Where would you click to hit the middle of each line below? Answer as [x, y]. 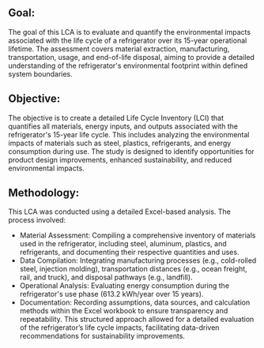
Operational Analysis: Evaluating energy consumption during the [124, 286]
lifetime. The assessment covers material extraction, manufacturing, [119, 49]
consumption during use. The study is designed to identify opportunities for [131, 151]
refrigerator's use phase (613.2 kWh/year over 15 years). [111, 294]
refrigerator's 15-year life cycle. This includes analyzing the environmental [129, 134]
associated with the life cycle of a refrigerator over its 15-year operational [128, 40]
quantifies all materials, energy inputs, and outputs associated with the [123, 126]
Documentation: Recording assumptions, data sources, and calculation [135, 302]
